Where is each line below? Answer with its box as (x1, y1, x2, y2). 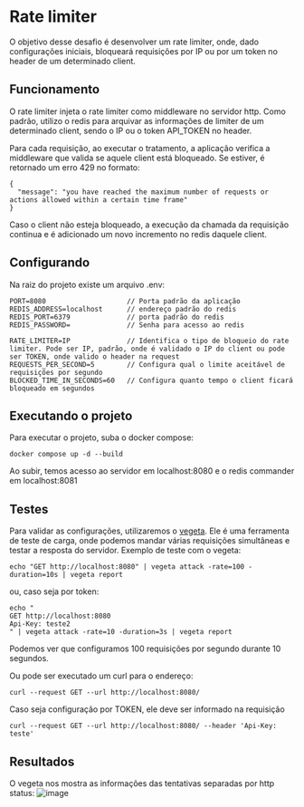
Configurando (9, 255, 90, 271)
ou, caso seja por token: (9, 586, 100, 597)
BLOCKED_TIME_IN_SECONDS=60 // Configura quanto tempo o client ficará (9, 376, 294, 385)
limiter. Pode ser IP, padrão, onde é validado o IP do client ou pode (9, 344, 285, 353)
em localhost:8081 (9, 476, 79, 486)
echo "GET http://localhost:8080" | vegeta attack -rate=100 (9, 562, 245, 572)
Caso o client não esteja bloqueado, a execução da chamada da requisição (9, 219, 290, 230)
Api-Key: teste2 (9, 620, 71, 629)
